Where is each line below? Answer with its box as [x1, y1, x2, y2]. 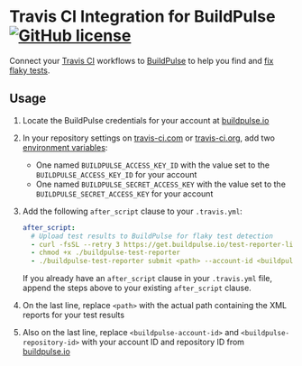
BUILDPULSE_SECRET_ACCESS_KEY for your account [35, 188, 214, 199]
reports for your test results [22, 309, 124, 321]
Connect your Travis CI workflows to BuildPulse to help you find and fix [9, 55, 274, 66]
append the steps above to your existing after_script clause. [22, 282, 252, 294]
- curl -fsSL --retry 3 [31, 240, 120, 249]
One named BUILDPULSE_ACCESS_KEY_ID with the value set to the [35, 160, 270, 170]
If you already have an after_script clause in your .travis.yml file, [22, 273, 273, 284]
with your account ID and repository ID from [80, 336, 245, 348]
